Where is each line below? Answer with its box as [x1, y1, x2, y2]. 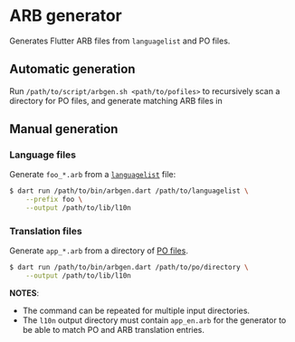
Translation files [9, 224, 83, 237]
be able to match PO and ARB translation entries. [22, 325, 205, 336]
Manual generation [9, 121, 119, 137]
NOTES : [9, 288, 40, 299]
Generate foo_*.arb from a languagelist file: [9, 169, 176, 180]
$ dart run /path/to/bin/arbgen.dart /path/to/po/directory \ [9, 263, 249, 272]
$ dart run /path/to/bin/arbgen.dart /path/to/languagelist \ [9, 186, 249, 195]
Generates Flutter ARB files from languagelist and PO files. [9, 35, 231, 46]
